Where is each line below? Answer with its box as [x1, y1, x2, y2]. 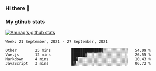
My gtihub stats [5, 18, 45, 25]
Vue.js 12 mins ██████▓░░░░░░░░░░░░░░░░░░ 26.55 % [5, 52, 151, 57]
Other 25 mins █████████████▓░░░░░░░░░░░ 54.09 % [5, 48, 151, 53]
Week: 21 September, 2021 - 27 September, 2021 [5, 39, 108, 44]
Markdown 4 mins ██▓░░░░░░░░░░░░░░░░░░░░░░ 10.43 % [5, 57, 151, 62]
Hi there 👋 [5, 5, 30, 12]
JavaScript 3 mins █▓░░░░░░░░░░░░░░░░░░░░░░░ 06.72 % [5, 61, 151, 66]
